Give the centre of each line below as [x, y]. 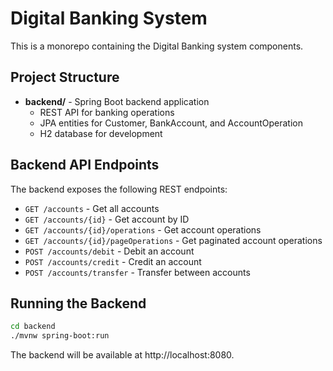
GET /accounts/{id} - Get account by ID [107, 219]
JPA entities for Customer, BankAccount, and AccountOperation [171, 123]
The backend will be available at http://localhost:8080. [122, 355]
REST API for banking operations [107, 112]
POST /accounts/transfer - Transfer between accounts [137, 272]
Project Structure [65, 77]
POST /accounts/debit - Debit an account [109, 251]
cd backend [33, 327]
